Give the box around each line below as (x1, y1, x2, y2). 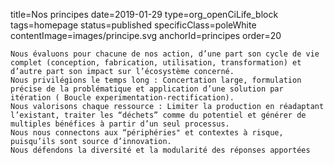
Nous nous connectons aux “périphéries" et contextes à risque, (10, 128, 284, 138)
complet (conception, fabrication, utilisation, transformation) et (10, 58, 302, 68)
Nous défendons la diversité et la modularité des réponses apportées (10, 145, 311, 155)
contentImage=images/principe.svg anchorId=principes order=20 (10, 30, 282, 41)
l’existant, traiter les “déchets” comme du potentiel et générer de (10, 110, 307, 120)
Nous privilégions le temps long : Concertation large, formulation (10, 75, 302, 85)
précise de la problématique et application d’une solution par (10, 84, 284, 94)
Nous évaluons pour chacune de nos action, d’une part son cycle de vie (10, 49, 320, 59)
